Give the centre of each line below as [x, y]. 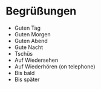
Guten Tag [27, 28]
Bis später [27, 79]
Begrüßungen [41, 11]
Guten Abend [31, 41]
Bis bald [24, 73]
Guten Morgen [32, 34]
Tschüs [24, 53]
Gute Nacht [29, 47]
